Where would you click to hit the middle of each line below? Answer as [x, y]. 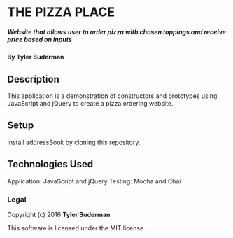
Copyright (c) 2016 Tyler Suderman [59, 214]
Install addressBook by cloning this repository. [74, 142]
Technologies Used [50, 164]
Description [33, 79]
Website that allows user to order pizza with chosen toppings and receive [116, 31]
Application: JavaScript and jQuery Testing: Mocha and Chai [94, 181]
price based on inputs [40, 39]
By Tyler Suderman [36, 57]
